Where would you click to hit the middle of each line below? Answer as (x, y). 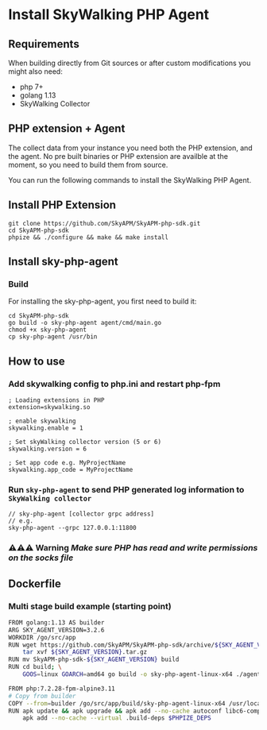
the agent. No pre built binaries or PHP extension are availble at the (118, 156)
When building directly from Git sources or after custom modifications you (130, 63)
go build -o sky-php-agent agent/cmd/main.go (85, 323)
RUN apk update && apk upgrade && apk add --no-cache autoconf (115, 711)
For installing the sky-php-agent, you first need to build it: (103, 301)
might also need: (36, 71)
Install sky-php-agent (63, 262)
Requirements (44, 44)
